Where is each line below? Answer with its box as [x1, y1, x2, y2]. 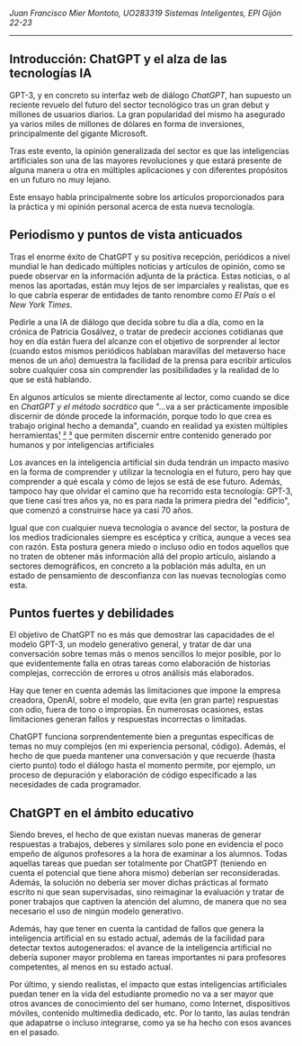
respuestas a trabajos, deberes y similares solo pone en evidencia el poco [9, 839, 284, 850]
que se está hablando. [9, 374, 92, 385]
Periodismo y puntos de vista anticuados [9, 227, 243, 242]
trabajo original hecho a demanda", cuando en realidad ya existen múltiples [9, 420, 289, 431]
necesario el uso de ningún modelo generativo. [9, 905, 184, 917]
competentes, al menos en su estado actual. [9, 961, 173, 972]
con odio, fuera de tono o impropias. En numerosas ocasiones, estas [9, 705, 263, 715]
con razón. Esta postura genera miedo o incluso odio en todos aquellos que [9, 541, 289, 552]
